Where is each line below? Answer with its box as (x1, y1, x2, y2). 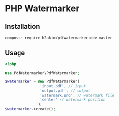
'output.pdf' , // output (40, 88, 91, 93)
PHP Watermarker (5, 3, 79, 14)
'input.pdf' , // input (40, 84, 86, 89)
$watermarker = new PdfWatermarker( (5, 79, 79, 84)
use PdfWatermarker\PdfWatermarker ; (5, 70, 79, 76)
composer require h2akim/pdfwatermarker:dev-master (5, 35, 112, 40)
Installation (5, 22, 40, 31)
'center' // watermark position (40, 97, 106, 102)
